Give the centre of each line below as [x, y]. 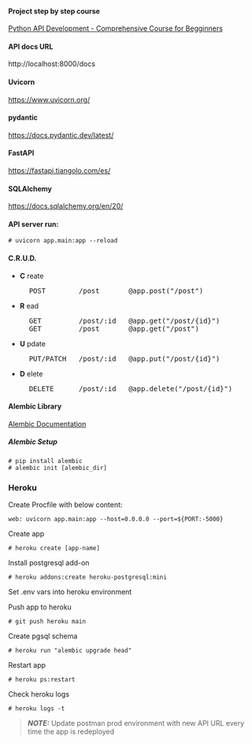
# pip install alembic [45, 461]
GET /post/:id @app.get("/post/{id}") [124, 320]
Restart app [27, 665]
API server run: [33, 224]
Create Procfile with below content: [65, 505]
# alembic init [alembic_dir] [58, 468]
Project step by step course [54, 11]
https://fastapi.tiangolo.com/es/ [59, 171]
